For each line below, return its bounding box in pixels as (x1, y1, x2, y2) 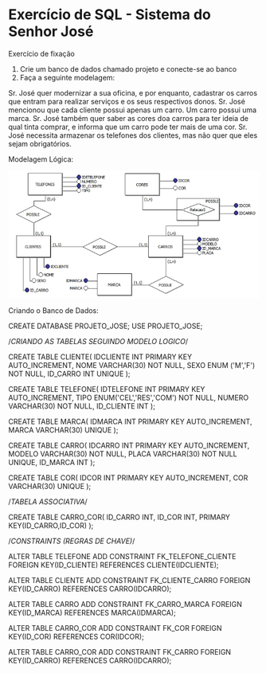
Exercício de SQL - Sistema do (8, 6, 211, 24)
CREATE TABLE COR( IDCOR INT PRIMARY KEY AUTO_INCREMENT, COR (8, 473, 248, 483)
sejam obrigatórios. (8, 139, 72, 148)
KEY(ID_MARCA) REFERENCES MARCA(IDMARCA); (8, 608, 177, 618)
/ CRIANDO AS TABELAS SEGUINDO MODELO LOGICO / (8, 337, 189, 346)
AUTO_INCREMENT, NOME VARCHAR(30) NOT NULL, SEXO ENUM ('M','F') (8, 361, 256, 370)
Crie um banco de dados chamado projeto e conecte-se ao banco (19, 64, 237, 73)
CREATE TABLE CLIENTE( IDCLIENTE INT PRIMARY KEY (8, 352, 193, 362)
